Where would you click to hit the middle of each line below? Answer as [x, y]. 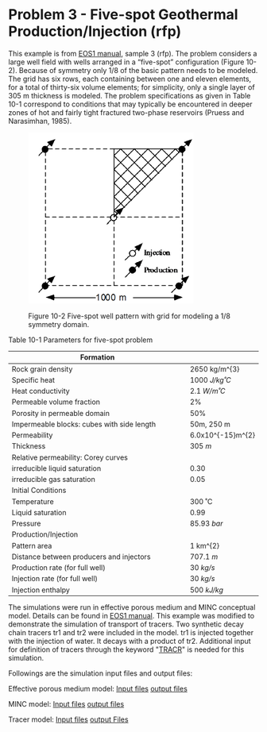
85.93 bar [206, 524]
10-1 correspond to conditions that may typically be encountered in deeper [130, 104]
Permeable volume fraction [56, 402]
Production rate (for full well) [58, 568]
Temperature [33, 501]
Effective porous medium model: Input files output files [98, 689]
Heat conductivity [41, 391]
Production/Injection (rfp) [95, 31]
